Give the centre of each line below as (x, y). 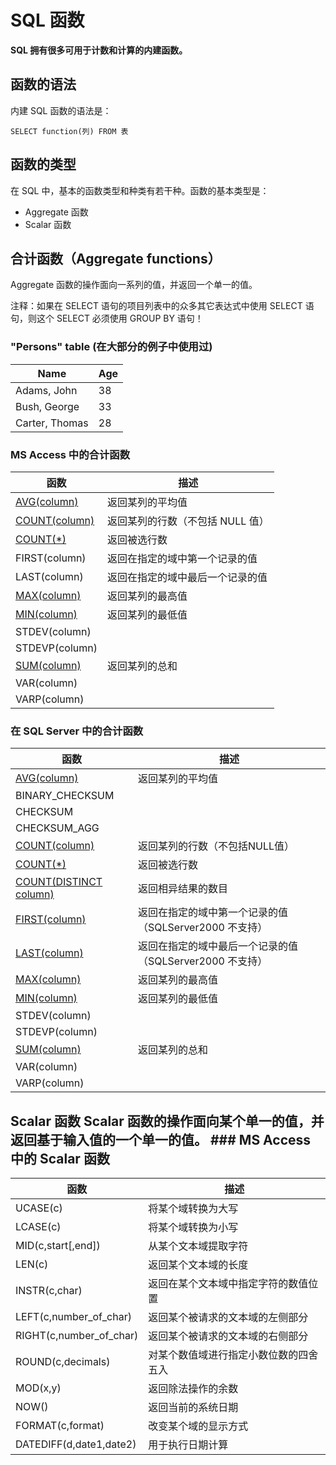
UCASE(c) (39, 1208)
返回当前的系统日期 (193, 1408)
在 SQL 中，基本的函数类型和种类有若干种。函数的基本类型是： (140, 190)
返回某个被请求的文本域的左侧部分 (228, 1318)
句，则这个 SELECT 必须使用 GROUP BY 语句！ (107, 318)
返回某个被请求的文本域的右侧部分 (228, 1336)
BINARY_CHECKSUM (65, 796)
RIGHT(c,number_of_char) (77, 1336)
